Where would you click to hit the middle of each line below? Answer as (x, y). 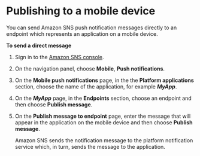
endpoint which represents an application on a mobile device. (82, 33)
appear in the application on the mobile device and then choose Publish (104, 122)
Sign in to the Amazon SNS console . (59, 57)
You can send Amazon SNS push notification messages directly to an (92, 27)
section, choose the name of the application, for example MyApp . (96, 86)
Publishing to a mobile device (81, 11)
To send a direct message (39, 45)
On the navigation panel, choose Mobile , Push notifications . (90, 68)
